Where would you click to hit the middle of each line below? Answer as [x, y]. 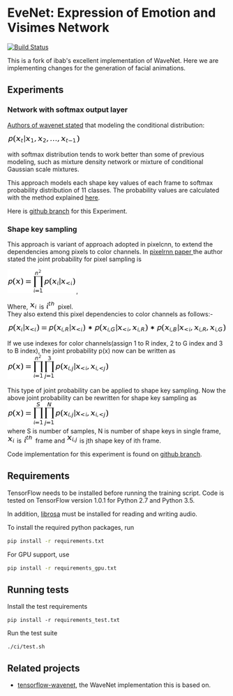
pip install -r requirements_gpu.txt [62, 568]
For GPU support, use [38, 554]
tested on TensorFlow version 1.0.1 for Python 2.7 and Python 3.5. [101, 500]
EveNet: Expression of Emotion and [112, 13]
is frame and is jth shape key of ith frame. [89, 440]
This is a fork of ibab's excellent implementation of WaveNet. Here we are [113, 60]
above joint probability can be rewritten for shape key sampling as [102, 398]
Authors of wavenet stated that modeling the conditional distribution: [106, 125]
